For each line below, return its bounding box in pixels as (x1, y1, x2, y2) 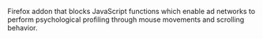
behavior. (7, 23, 38, 32)
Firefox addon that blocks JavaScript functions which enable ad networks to (7, 7, 256, 16)
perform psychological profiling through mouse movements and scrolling (7, 15, 245, 24)
